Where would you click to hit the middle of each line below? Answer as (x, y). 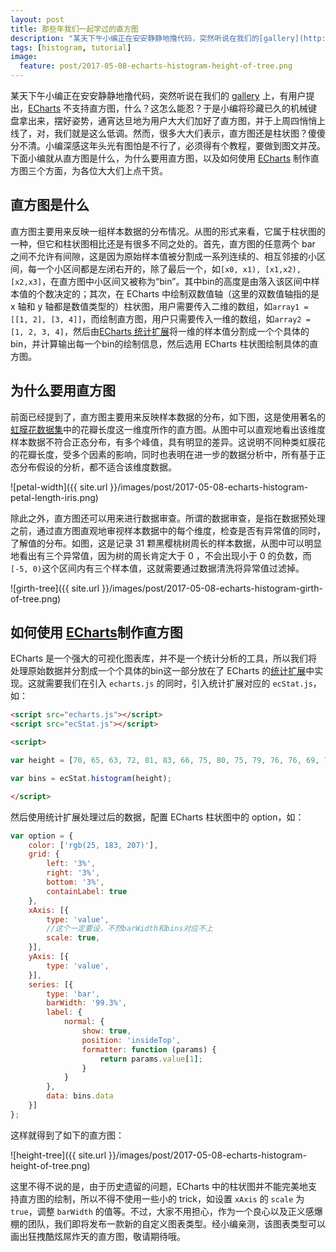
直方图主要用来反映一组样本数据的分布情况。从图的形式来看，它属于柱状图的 (168, 231)
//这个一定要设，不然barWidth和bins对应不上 (129, 929)
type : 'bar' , (73, 994)
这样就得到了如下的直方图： (67, 1135)
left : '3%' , (71, 864)
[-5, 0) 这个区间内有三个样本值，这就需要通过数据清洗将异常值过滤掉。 (157, 568)
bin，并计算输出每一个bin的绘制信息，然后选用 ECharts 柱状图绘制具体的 (160, 343)
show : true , (106, 1031)
